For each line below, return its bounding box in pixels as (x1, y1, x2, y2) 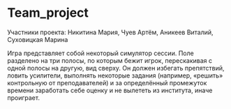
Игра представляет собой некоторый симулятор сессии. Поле (7, 49, 194, 57)
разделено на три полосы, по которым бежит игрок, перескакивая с (7, 56, 213, 64)
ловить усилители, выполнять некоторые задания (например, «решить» (7, 71, 223, 80)
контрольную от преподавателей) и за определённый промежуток (7, 78, 207, 87)
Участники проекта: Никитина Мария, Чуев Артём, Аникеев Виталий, (7, 28, 214, 36)
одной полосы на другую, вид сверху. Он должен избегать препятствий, (7, 64, 225, 72)
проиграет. (7, 93, 40, 102)
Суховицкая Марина (7, 35, 68, 43)
